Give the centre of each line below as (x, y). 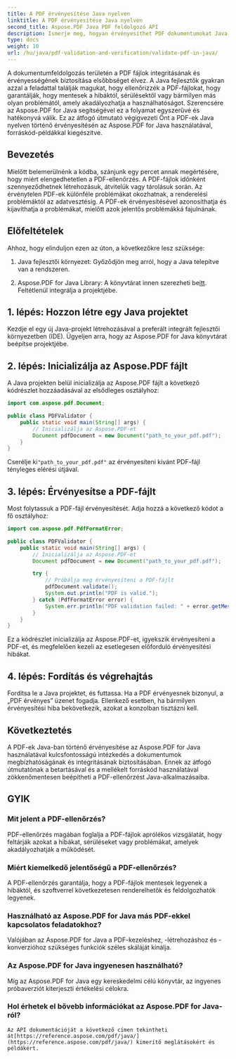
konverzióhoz (27, 947)
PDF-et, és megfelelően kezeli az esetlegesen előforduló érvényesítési (109, 647)
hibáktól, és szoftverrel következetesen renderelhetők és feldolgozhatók (112, 890)
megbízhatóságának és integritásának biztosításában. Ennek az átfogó (110, 762)
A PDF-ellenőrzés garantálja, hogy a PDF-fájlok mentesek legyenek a (107, 883)
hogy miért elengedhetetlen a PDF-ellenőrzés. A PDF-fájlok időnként (106, 179)
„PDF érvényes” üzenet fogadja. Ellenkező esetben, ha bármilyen (101, 701)
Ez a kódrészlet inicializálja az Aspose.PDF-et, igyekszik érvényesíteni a (111, 639)
